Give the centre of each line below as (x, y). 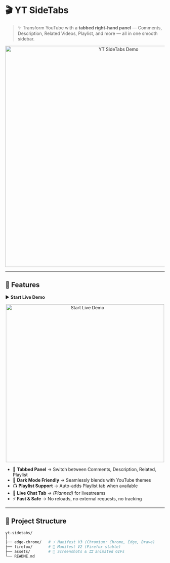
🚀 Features (23, 285)
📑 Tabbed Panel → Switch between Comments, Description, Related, (84, 469)
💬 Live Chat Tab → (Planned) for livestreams (59, 493)
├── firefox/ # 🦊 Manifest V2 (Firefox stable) (63, 547)
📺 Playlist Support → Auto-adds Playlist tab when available (75, 486)
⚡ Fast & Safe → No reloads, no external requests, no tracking (77, 498)
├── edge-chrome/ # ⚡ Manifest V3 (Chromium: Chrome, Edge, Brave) (80, 542)
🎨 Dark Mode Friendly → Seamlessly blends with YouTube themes (82, 480)
